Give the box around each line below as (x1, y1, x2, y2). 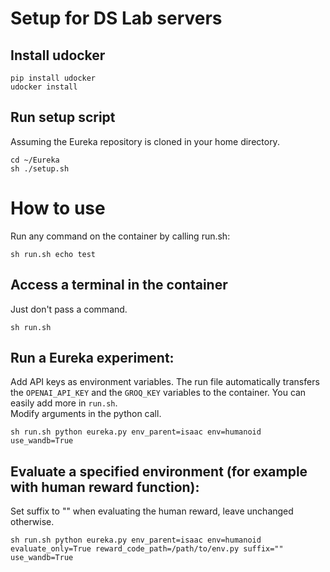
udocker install (10, 82, 78, 92)
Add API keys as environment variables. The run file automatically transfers (10, 376, 320, 388)
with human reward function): (10, 478, 200, 496)
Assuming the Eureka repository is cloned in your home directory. (10, 135, 280, 147)
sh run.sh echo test (10, 249, 97, 259)
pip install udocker (10, 73, 97, 83)
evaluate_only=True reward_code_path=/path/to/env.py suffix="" (10, 544, 284, 554)
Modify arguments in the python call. (10, 408, 162, 420)
